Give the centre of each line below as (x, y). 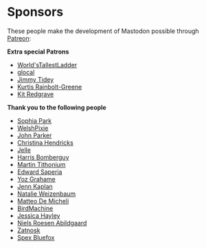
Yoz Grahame (36, 179)
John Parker (34, 135)
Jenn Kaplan (35, 186)
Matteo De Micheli (43, 201)
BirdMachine (35, 208)
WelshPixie (33, 128)
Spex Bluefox (36, 237)
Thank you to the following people (57, 107)
